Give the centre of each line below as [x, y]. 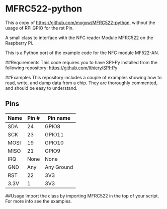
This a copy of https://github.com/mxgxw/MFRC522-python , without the [80, 23]
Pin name [59, 118]
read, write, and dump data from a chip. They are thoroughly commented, [81, 83]
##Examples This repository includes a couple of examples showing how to [83, 77]
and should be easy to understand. [41, 88]
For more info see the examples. [38, 201]
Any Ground [59, 167]
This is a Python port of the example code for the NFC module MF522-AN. [82, 53]
